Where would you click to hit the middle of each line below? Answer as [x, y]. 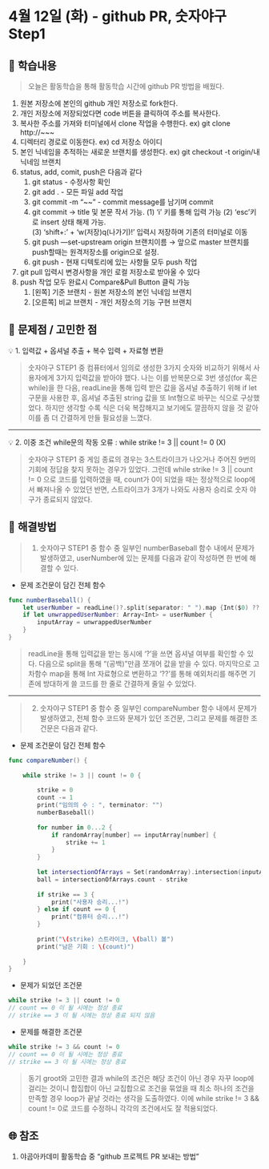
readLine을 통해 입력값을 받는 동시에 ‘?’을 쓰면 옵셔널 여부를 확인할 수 [137, 653]
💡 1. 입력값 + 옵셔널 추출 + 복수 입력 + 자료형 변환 [86, 350]
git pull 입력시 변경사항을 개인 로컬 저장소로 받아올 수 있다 [110, 272]
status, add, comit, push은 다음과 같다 [81, 172]
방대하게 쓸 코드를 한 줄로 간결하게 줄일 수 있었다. [120, 683]
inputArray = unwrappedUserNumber [94, 623]
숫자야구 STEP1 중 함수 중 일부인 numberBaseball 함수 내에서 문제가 [147, 548]
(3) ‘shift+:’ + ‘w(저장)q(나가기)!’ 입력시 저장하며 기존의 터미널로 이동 [140, 232]
